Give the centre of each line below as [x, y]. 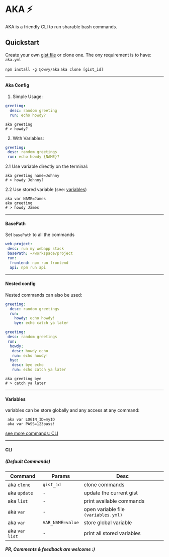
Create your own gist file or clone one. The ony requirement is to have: [78, 55]
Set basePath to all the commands [40, 235]
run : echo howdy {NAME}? [33, 157]
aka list [18, 501]
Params [61, 476]
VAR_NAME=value [61, 522]
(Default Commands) [28, 461]
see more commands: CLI [32, 433]
